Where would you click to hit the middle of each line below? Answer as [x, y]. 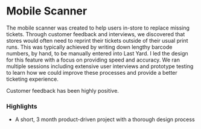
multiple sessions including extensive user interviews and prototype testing [100, 66]
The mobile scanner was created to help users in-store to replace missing [98, 28]
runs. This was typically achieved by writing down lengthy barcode [89, 47]
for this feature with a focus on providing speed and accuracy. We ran [93, 60]
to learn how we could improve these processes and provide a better [92, 72]
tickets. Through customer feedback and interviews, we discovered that [96, 34]
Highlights [22, 106]
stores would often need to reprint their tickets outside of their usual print [97, 40]
